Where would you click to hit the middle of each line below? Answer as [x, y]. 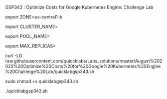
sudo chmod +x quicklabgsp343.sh [42, 81]
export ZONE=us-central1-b [34, 17]
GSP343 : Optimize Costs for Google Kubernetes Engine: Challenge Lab [79, 7]
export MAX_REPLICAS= [31, 46]
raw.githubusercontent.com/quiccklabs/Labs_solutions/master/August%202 [84, 61]
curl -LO [14, 55]
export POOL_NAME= [28, 36]
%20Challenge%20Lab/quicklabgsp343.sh [50, 71]
